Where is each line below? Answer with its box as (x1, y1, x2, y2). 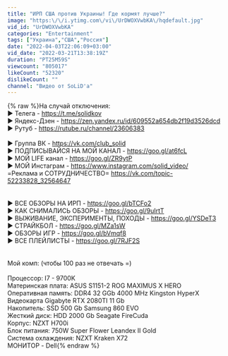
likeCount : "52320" (7, 69, 65, 76)
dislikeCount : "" (7, 75, 59, 83)
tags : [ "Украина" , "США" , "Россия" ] (7, 37, 109, 44)
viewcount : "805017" (7, 63, 68, 70)
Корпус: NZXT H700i (7, 319, 68, 328)
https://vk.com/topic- (110, 169, 173, 178)
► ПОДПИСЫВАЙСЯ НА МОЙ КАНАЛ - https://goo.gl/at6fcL (7, 147, 187, 155)
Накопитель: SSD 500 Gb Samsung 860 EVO (7, 304, 139, 312)
